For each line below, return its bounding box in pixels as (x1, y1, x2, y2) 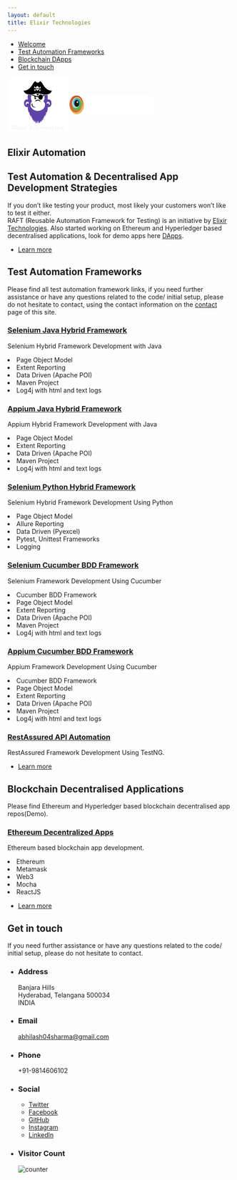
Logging (16, 542, 41, 551)
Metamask (16, 865, 48, 873)
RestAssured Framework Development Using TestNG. (7, 748, 165, 757)
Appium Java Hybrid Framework (7, 404, 122, 414)
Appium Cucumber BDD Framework (7, 646, 133, 656)
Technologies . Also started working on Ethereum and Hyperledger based (7, 224, 223, 232)
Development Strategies (7, 182, 118, 194)
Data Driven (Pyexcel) (16, 527, 81, 536)
